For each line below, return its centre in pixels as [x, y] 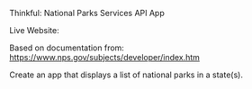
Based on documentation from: [67, 48]
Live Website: [35, 30]
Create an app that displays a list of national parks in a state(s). [126, 75]
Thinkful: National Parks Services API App [87, 13]
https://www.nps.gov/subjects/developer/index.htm [105, 57]
